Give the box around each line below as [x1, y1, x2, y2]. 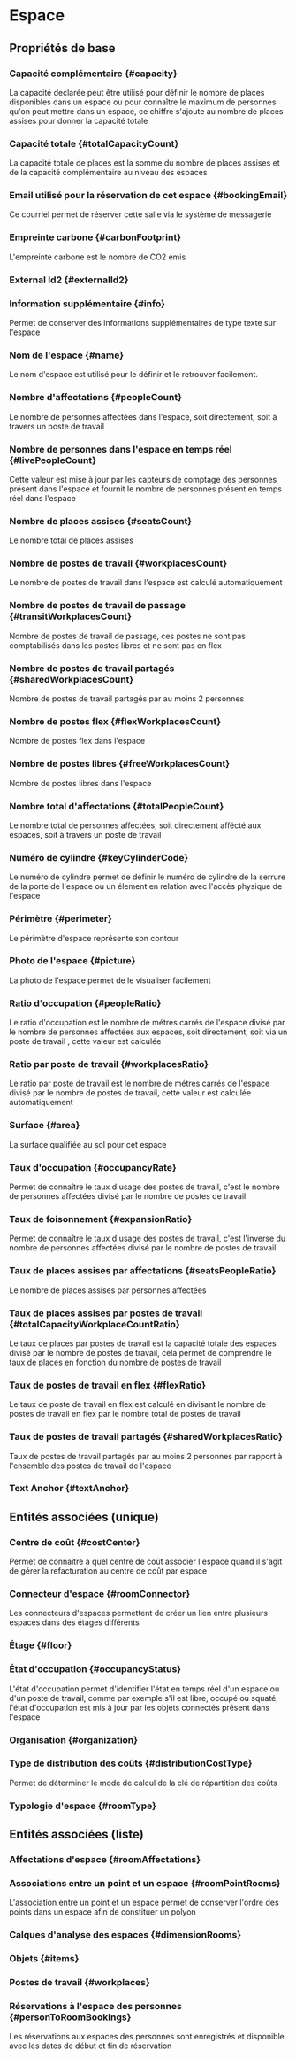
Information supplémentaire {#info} [9, 298, 166, 310]
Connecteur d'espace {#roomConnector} [9, 1588, 191, 1600]
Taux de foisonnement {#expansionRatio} [9, 1212, 193, 1225]
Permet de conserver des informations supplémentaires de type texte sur [9, 317, 277, 328]
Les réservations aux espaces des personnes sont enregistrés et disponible [9, 2031, 285, 2042]
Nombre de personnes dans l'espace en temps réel [9, 443, 232, 455]
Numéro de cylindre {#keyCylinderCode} [9, 851, 189, 863]
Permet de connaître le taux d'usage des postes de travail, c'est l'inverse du [9, 1233, 286, 1244]
